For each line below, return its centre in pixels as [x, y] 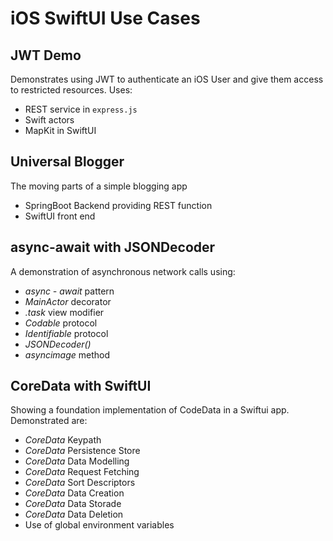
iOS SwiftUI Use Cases [105, 18]
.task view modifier [64, 312]
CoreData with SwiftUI [81, 386]
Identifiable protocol [66, 333]
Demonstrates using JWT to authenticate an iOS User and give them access [167, 79]
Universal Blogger [67, 162]
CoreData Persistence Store [82, 451]
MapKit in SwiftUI [60, 130]
